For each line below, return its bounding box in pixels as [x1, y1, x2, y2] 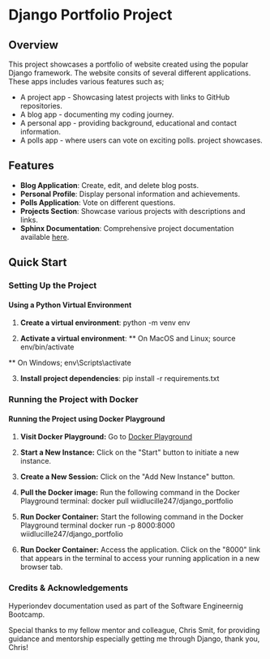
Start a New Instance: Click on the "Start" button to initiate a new [19, 447, 239, 457]
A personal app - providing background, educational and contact [19, 118, 237, 127]
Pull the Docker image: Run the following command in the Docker [19, 488, 241, 498]
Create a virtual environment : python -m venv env [19, 318, 191, 327]
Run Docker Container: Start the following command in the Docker [19, 512, 244, 522]
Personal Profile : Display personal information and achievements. [19, 189, 241, 199]
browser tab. [19, 562, 63, 572]
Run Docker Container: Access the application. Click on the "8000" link [19, 545, 261, 554]
